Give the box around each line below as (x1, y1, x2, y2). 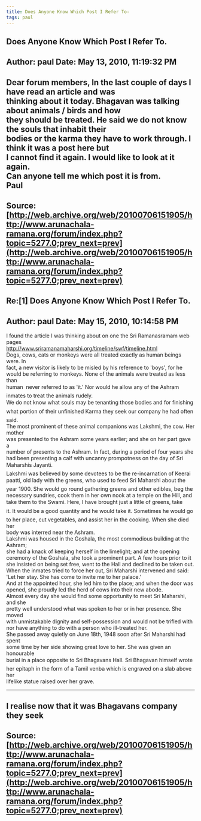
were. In (6, 358, 26, 365)
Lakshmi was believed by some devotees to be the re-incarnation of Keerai (6, 470, 191, 477)
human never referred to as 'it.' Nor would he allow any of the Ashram (6, 384, 179, 391)
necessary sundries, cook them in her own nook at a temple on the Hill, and (6, 492, 193, 499)
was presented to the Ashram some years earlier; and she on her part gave (6, 436, 191, 443)
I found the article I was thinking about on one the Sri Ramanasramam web (6, 332, 190, 339)
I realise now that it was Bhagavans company (6, 701, 178, 711)
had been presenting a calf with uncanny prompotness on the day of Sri (6, 455, 184, 462)
